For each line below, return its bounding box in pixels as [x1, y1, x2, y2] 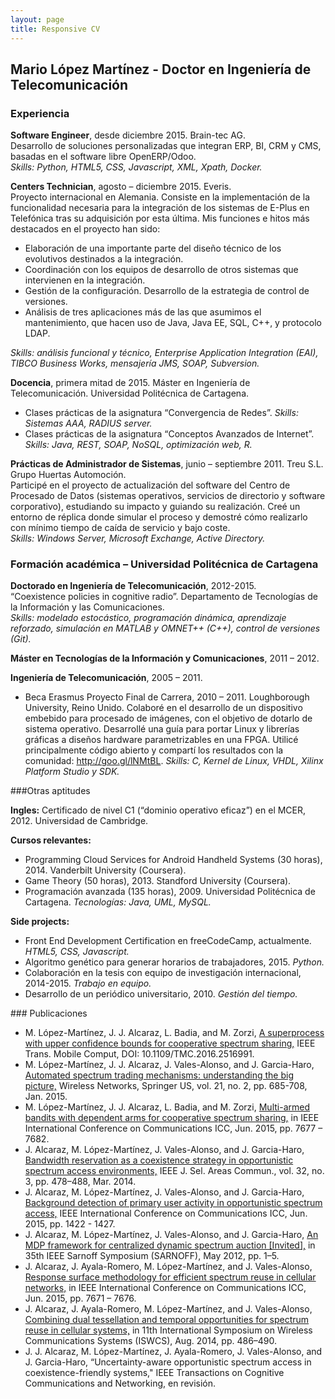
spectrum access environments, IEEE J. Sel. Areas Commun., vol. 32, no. [24, 1165, 325, 1177]
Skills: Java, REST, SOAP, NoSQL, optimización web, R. [24, 439, 253, 451]
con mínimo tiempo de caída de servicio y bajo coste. [10, 522, 231, 534]
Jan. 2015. [24, 1091, 68, 1103]
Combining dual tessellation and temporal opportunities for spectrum [24, 1314, 310, 1326]
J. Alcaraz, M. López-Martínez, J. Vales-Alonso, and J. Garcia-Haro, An [24, 1229, 319, 1241]
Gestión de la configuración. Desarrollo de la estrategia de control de [24, 285, 310, 297]
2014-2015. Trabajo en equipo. [24, 977, 152, 990]
